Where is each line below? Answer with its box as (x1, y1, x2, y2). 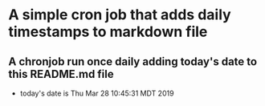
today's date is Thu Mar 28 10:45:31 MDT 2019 (19, 88, 174, 98)
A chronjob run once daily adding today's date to (8, 55, 258, 68)
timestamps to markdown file (8, 22, 208, 41)
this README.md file (8, 67, 114, 81)
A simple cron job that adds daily (8, 6, 231, 24)
